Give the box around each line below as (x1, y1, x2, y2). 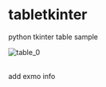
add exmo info (8, 71, 56, 81)
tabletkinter (8, 6, 88, 24)
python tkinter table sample (8, 32, 98, 42)
